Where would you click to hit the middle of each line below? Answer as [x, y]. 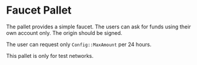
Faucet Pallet [39, 10]
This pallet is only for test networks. [50, 56]
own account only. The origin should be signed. [64, 32]
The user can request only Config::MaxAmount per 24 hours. [79, 44]
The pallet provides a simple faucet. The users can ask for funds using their [99, 27]
